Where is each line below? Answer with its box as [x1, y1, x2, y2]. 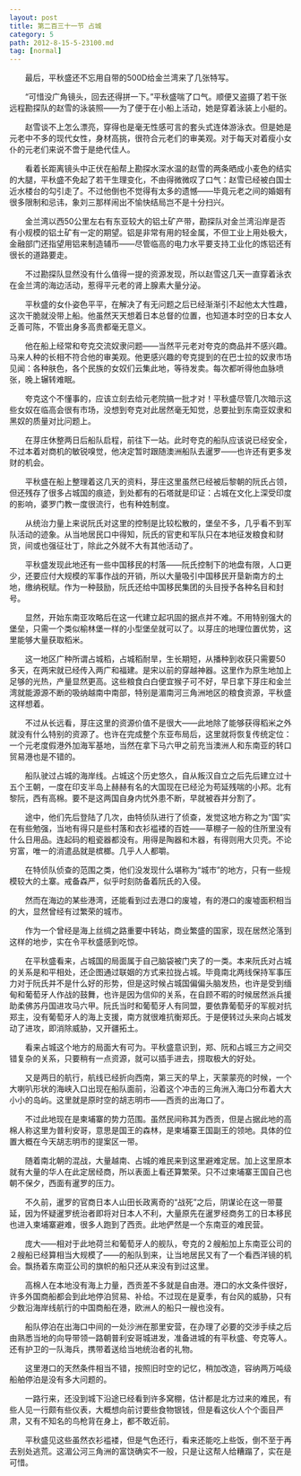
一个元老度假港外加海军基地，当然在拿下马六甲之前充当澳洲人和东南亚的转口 [9, 740, 292, 751]
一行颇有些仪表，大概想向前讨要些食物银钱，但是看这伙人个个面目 [32, 1404, 276, 1415]
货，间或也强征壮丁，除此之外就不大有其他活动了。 [9, 540, 198, 551]
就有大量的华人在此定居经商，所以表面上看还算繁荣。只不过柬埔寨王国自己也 [9, 1166, 292, 1177]
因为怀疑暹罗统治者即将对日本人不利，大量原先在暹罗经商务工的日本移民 [24, 1208, 292, 1219]
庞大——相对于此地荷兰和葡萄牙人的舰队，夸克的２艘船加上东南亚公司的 [24, 1238, 292, 1249]
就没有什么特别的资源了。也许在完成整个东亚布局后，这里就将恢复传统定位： [9, 729, 292, 740]
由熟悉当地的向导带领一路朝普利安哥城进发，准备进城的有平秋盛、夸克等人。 [9, 1332, 292, 1343]
